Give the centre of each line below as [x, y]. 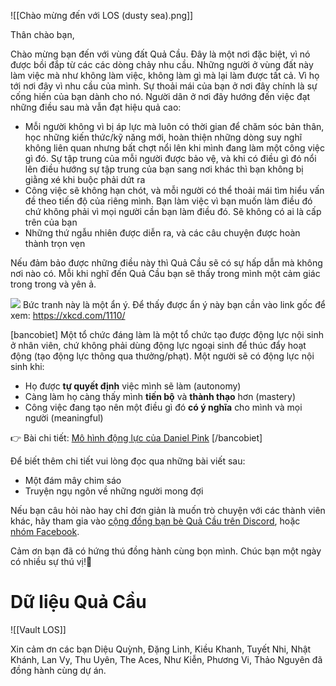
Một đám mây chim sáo [73, 480]
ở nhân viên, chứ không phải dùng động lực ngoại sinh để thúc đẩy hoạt [158, 345]
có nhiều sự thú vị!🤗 [51, 561]
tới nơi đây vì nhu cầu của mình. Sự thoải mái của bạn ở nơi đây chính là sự [164, 86]
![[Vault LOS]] [38, 629]
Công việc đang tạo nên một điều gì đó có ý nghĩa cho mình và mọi [163, 407]
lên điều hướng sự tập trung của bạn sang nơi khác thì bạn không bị [164, 169]
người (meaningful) [64, 418]
